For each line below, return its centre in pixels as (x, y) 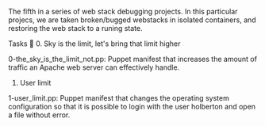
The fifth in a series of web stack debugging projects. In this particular (123, 11)
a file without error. (39, 115)
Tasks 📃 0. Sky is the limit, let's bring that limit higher (94, 44)
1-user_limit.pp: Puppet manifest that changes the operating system (119, 98)
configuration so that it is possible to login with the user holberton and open (132, 107)
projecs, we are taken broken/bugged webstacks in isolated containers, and (132, 20)
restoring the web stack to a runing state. (75, 28)
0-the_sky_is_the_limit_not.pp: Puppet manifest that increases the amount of (133, 59)
